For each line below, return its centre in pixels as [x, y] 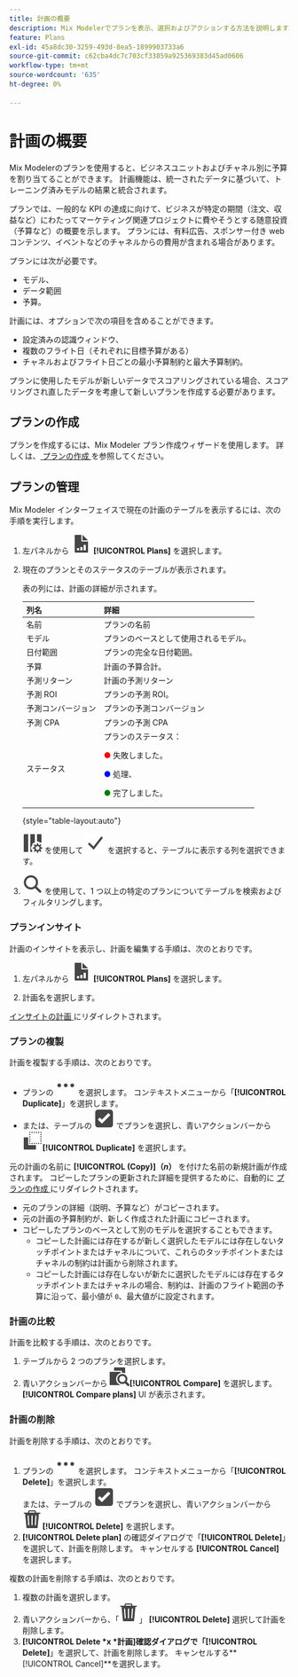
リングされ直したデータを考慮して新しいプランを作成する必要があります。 [145, 391]
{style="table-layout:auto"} [71, 821]
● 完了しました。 [136, 793]
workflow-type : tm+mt [49, 66]
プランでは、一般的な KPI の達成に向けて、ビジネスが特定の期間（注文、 [142, 208]
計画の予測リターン [138, 680]
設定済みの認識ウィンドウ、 [73, 339]
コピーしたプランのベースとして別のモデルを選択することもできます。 [149, 1230]
